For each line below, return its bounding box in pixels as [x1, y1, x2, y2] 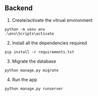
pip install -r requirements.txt [4, 49, 74, 54]
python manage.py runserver [4, 86, 63, 91]
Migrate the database [11, 58, 56, 64]
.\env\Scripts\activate [4, 31, 54, 36]
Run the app [11, 77, 37, 83]
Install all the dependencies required [11, 40, 87, 46]
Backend [4, 4, 33, 12]
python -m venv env [4, 27, 45, 32]
